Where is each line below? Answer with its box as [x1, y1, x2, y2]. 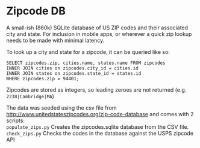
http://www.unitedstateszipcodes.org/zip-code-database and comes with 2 [6, 110, 194, 117]
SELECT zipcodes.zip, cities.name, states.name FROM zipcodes [6, 60, 166, 66]
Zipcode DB [6, 4, 66, 18]
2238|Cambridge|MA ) [6, 92, 54, 99]
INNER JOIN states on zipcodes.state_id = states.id [6, 70, 142, 76]
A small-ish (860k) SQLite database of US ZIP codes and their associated [6, 24, 189, 31]
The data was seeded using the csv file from [6, 104, 117, 111]
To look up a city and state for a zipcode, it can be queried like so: [6, 48, 170, 55]
